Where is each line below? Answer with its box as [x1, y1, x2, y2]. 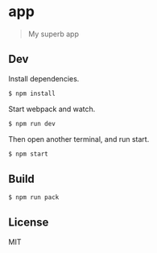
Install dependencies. [8, 73, 80, 83]
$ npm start [8, 150, 48, 158]
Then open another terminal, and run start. [8, 134, 150, 143]
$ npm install [8, 89, 56, 97]
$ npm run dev [8, 119, 56, 127]
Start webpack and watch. [8, 104, 96, 114]
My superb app [27, 29, 79, 39]
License [8, 216, 49, 230]
